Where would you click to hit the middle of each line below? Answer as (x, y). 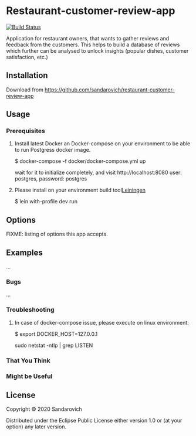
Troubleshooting (30, 310)
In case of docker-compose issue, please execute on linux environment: (102, 322)
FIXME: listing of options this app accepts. (57, 234)
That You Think (28, 360)
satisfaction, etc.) (27, 57)
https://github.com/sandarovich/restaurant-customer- (110, 90)
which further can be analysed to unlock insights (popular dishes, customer (97, 50)
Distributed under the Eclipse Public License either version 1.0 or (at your (94, 421)
